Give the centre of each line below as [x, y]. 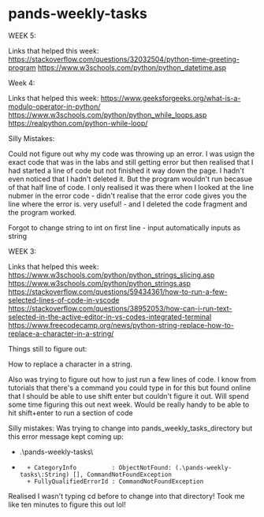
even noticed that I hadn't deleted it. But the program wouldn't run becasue [130, 179]
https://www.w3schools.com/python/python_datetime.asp [132, 67]
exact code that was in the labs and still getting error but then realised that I [131, 162]
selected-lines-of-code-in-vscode [64, 299]
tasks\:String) [45, 474]
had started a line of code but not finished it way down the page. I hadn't [126, 170]
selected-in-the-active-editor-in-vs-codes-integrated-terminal [110, 317]
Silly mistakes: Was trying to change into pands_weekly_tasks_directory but [130, 428]
